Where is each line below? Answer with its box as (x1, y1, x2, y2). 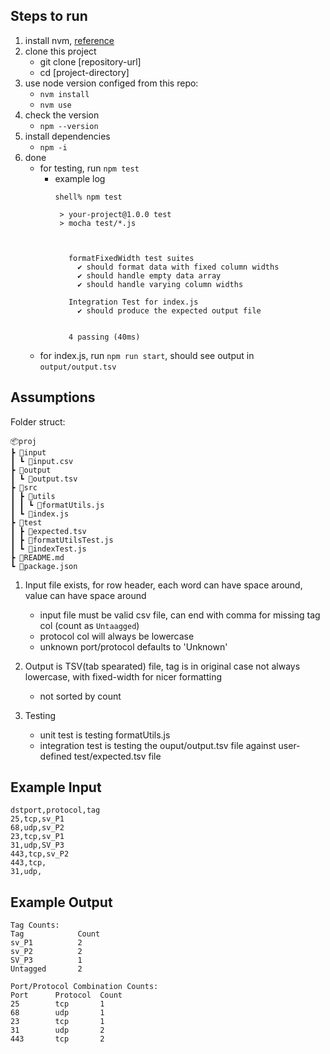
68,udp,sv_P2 (10, 823, 65, 833)
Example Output (10, 894, 113, 911)
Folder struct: (10, 415, 66, 428)
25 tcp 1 (10, 999, 105, 1009)
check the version (24, 109, 100, 121)
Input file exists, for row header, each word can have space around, (24, 579, 303, 591)
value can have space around (24, 589, 147, 601)
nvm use (39, 100, 72, 110)
